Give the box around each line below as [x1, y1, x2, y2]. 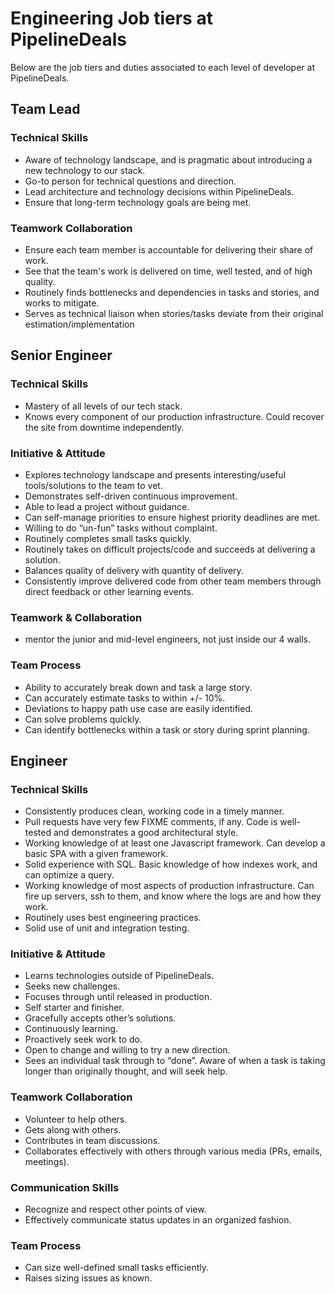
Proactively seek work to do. [24, 1033, 143, 1046]
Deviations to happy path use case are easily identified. [24, 702, 253, 714]
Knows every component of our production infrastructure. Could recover [24, 410, 325, 422]
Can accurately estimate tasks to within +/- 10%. [24, 692, 226, 704]
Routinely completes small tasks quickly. [24, 532, 192, 544]
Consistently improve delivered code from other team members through [24, 575, 322, 587]
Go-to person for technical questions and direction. [24, 175, 237, 187]
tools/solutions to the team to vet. [24, 479, 163, 491]
